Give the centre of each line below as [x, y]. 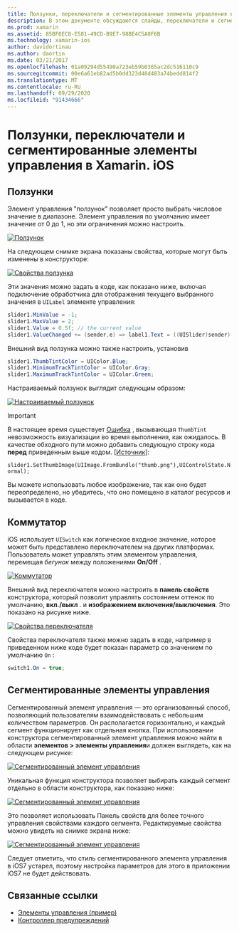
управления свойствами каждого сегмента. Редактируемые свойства [115, 823]
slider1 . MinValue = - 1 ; [43, 315]
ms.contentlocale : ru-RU [44, 87]
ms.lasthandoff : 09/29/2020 [49, 93]
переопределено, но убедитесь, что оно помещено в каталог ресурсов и [119, 493]
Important [22, 416]
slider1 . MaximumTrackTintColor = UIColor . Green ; [81, 374]
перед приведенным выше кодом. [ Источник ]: [79, 452]
